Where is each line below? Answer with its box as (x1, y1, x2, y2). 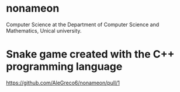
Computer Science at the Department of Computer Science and (6, 21, 160, 28)
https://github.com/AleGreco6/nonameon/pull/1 (6, 79, 120, 86)
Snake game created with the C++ (6, 48, 175, 61)
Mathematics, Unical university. (6, 27, 82, 34)
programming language (6, 60, 123, 73)
